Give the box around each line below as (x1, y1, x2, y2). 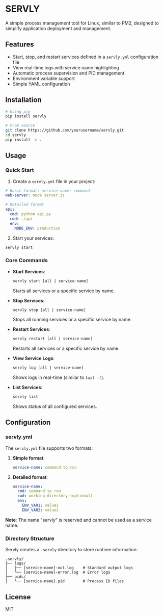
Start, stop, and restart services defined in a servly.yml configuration (12, 54, 159, 60)
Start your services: (12, 235, 54, 241)
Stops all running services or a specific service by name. (12, 317, 132, 323)
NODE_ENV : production (14, 225, 60, 231)
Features (5, 40, 34, 49)
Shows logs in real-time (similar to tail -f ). (12, 374, 104, 380)
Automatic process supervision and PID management (12, 70, 125, 76)
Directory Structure (5, 535, 54, 542)
